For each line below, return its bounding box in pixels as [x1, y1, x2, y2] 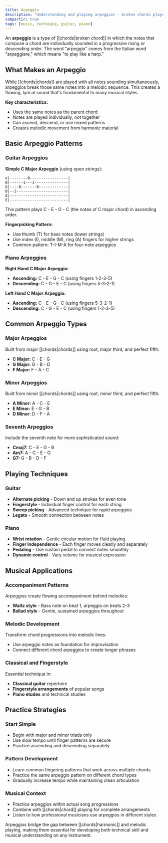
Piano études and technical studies [12, 691, 86, 697]
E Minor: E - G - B [12, 405, 49, 411]
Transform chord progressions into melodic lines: [5, 632, 106, 638]
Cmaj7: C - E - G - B [12, 445, 54, 451]
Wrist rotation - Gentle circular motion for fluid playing [12, 536, 125, 542]
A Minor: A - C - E [12, 400, 50, 406]
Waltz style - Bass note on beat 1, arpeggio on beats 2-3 [12, 602, 130, 608]
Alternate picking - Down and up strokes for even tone [12, 496, 126, 502]
